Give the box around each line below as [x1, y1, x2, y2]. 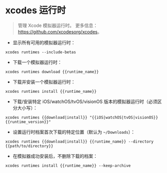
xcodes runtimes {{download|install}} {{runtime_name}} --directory [5, 139, 154, 144]
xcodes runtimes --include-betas [5, 49, 76, 55]
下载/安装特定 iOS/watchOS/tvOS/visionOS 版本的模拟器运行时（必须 [12, 98, 158, 105]
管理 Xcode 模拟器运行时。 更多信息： [17, 22, 98, 28]
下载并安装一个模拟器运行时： [12, 79, 75, 85]
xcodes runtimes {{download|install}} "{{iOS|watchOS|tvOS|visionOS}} [5, 115, 158, 120]
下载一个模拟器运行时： [12, 59, 62, 65]
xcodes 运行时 [5, 5, 66, 16]
